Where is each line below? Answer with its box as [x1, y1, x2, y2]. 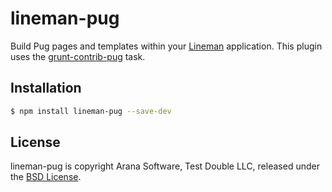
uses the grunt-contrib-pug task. [10, 50, 146, 62]
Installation [10, 80, 82, 97]
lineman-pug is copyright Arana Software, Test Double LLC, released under [10, 160, 320, 172]
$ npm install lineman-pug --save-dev [10, 106, 172, 116]
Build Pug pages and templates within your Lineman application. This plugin [10, 40, 323, 52]
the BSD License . [10, 171, 82, 183]
